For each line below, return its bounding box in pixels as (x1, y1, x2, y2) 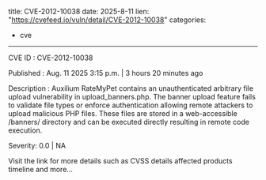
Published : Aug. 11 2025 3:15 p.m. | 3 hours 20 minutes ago (8, 69, 203, 77)
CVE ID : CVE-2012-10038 (8, 53, 93, 62)
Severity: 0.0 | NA (8, 141, 66, 150)
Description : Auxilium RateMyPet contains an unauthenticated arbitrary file (8, 84, 254, 93)
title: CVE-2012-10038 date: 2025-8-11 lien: (8, 7, 150, 16)
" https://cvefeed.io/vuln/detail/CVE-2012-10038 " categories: (8, 15, 207, 24)
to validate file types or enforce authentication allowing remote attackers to (8, 100, 253, 110)
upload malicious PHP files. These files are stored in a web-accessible (8, 109, 237, 118)
